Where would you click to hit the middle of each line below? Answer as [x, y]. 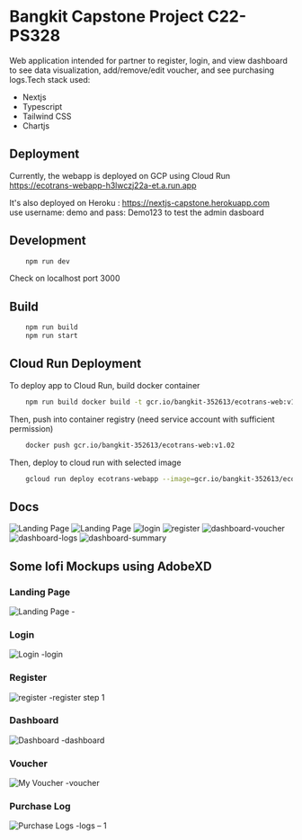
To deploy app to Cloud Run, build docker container [105, 385]
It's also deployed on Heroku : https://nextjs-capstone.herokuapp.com [139, 202]
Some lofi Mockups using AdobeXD [111, 566]
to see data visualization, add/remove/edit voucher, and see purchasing [142, 70]
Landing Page [40, 592]
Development [48, 241]
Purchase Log [40, 807]
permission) [31, 428]
